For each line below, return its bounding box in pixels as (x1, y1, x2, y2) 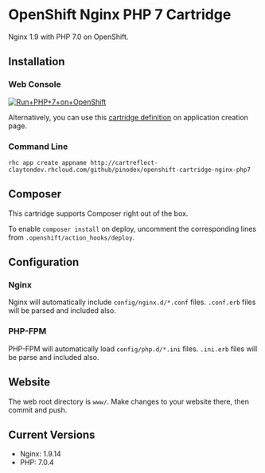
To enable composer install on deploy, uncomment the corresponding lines (8, 224, 257, 233)
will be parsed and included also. (8, 306, 117, 315)
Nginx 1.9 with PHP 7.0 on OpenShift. (8, 32, 129, 41)
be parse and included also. (8, 352, 99, 362)
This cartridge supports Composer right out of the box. (8, 209, 189, 218)
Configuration (8, 256, 80, 269)
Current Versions (8, 428, 95, 441)
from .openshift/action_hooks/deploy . (8, 233, 135, 242)
